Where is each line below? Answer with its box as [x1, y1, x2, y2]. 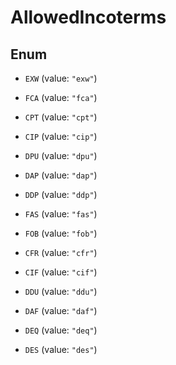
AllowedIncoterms [10, 6, 167, 29]
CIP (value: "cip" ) [24, 131, 98, 142]
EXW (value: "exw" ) [24, 72, 98, 84]
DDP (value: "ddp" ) [24, 189, 98, 200]
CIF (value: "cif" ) [24, 266, 98, 278]
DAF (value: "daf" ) [24, 305, 98, 316]
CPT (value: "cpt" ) [24, 111, 98, 123]
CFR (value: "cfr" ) [24, 247, 98, 258]
